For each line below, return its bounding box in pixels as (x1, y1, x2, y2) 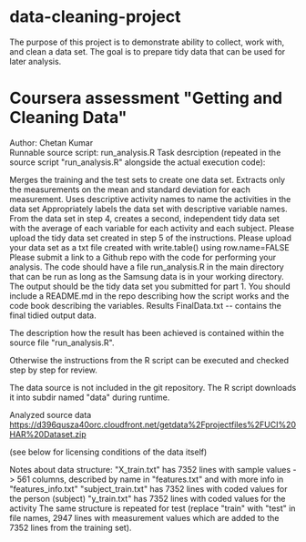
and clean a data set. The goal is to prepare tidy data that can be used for (9, 46, 286, 56)
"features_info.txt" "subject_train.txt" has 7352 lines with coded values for (9, 483, 289, 494)
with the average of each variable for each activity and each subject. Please (9, 222, 295, 233)
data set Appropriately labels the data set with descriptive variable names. (9, 203, 289, 214)
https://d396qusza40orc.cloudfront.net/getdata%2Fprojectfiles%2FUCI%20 (9, 419, 297, 430)
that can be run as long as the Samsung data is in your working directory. (9, 271, 284, 281)
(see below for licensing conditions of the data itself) (9, 446, 208, 457)
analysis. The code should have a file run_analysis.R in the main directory (9, 261, 284, 272)
